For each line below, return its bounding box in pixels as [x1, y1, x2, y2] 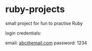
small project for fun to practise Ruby [5, 20, 83, 26]
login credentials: [5, 30, 42, 36]
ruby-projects [5, 4, 65, 15]
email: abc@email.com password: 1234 [5, 39, 87, 46]
